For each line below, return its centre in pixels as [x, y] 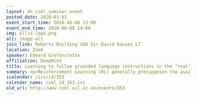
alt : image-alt [25, 39]
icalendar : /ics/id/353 [35, 77]
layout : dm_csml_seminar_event [44, 11]
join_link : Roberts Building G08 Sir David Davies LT [74, 45]
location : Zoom [25, 50]
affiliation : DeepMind [34, 61]
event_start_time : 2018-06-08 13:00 [51, 22]
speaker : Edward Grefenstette [43, 55]
